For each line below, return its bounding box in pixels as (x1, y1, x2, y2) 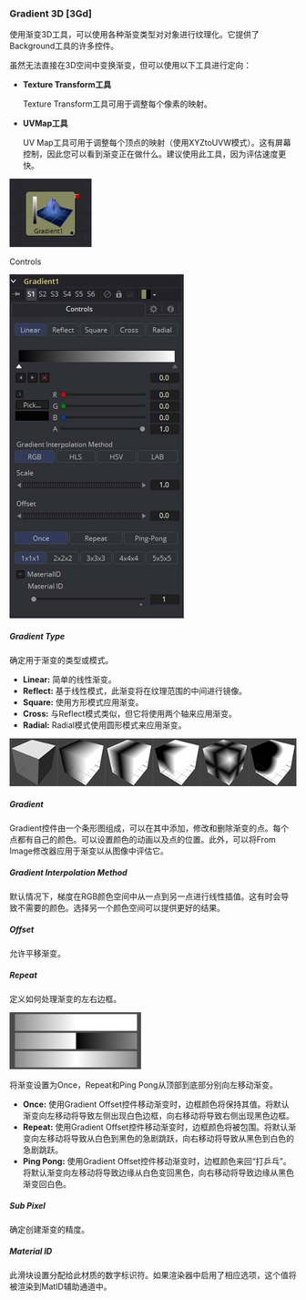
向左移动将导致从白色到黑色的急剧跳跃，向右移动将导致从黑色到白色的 (30, 1133, 294, 1144)
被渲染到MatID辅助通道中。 (9, 1281, 112, 1292)
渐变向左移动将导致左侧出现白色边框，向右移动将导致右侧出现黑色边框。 (22, 1111, 294, 1121)
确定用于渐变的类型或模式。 (9, 655, 114, 666)
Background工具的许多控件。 (9, 40, 119, 52)
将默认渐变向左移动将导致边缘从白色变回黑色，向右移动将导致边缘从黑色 (22, 1167, 294, 1178)
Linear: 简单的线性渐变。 (22, 674, 117, 685)
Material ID (9, 1245, 53, 1256)
